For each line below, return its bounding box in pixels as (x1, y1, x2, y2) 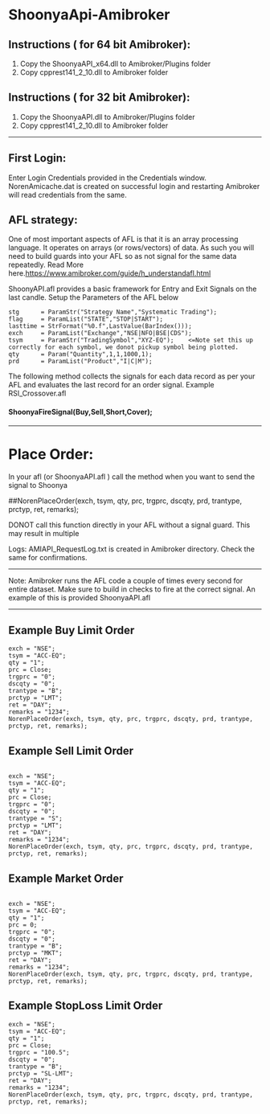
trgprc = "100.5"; (8, 1048, 70, 1056)
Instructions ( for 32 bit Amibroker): (8, 91, 190, 104)
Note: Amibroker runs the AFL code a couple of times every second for (8, 575, 243, 585)
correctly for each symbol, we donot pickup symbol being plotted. (8, 343, 239, 351)
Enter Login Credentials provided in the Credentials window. (8, 173, 207, 182)
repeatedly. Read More (8, 260, 84, 270)
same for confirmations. (8, 552, 88, 562)
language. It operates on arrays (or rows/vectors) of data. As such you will (8, 243, 255, 252)
